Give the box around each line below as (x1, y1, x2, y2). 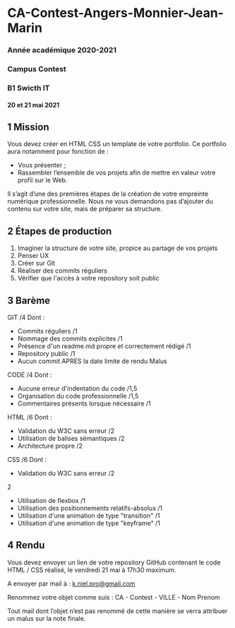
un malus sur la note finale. (7, 614, 86, 622)
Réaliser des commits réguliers (17, 266, 108, 275)
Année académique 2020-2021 (7, 45, 116, 55)
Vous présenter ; (17, 161, 66, 170)
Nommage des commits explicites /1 (17, 334, 123, 343)
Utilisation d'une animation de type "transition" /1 (17, 511, 160, 520)
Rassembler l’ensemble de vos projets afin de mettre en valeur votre (17, 168, 216, 177)
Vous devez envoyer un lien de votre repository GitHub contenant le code (7, 558, 221, 567)
